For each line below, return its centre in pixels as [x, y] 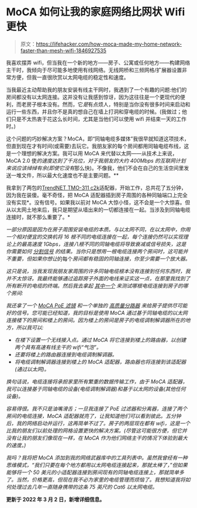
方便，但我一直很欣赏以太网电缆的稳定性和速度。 [70, 77]
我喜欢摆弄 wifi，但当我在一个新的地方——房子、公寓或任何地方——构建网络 [98, 63]
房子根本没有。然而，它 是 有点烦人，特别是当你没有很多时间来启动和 [108, 104]
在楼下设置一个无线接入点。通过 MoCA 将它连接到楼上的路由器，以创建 [100, 339]
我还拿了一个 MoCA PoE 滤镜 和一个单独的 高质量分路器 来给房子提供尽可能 [97, 306]
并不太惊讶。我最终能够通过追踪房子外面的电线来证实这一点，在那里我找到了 [98, 278]
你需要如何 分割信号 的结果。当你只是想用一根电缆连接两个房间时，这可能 [94, 251]
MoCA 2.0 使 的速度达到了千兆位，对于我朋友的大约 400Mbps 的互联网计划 [96, 160]
